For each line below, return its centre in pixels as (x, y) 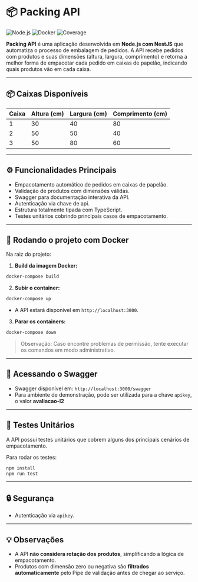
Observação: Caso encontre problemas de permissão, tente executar (104, 344)
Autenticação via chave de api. (52, 203)
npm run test (22, 474)
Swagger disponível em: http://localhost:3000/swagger (83, 388)
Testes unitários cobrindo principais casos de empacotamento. (91, 216)
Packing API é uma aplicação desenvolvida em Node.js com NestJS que (95, 44)
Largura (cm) (88, 114)
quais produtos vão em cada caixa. (49, 69)
